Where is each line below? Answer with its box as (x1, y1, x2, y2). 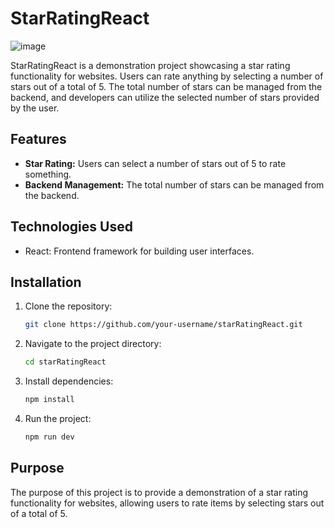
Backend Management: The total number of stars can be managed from (24, 178, 325, 191)
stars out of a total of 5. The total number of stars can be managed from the (10, 80, 323, 92)
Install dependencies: (24, 375, 114, 387)
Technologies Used (10, 218, 133, 236)
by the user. (10, 102, 60, 114)
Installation (10, 273, 82, 291)
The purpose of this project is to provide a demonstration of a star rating (10, 486, 309, 498)
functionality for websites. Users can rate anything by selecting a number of (10, 70, 324, 82)
